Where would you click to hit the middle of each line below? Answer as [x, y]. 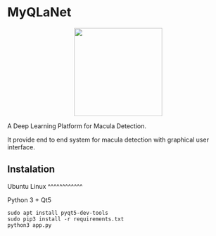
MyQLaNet [39, 12]
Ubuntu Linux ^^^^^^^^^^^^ [45, 186]
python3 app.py [30, 225]
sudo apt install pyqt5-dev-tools [58, 213]
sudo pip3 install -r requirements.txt [66, 219]
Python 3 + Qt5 [29, 200]
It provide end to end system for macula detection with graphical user [108, 139]
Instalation [31, 169]
